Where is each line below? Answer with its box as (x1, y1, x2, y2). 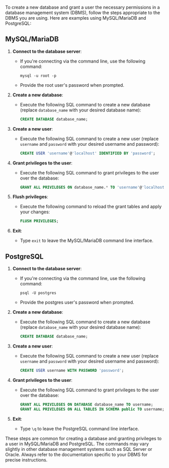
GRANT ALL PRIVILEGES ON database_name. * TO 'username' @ (20, 185, 142, 190)
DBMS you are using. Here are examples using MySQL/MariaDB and (5, 15, 146, 21)
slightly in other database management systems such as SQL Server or (5, 446, 152, 452)
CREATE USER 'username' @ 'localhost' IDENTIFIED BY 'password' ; (20, 151, 156, 156)
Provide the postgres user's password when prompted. (20, 300, 134, 306)
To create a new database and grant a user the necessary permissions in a (5, 5, 160, 10)
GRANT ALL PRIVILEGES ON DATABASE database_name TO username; (20, 402, 153, 407)
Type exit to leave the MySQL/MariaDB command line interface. (20, 238, 153, 244)
